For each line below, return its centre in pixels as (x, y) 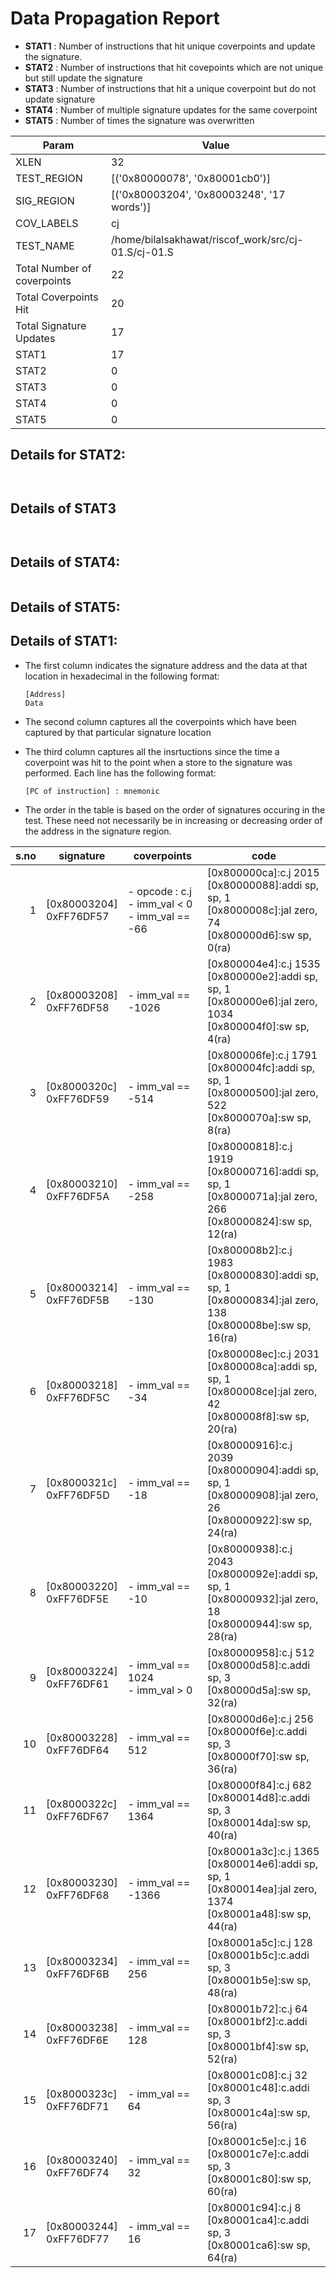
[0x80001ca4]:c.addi (258, 2220)
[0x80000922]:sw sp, (259, 1520)
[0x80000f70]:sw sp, (258, 1756)
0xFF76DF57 (78, 916)
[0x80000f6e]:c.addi (257, 1731)
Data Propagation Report (115, 18)
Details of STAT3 (63, 508)
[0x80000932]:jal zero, (262, 1599)
